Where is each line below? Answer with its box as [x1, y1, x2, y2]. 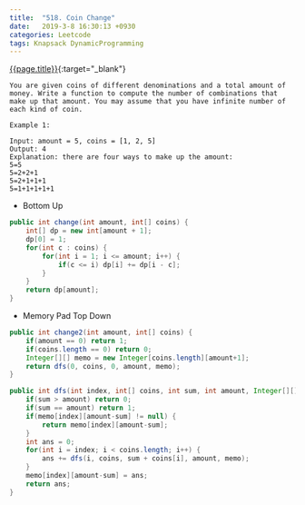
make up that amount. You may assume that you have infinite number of [9, 97, 286, 106]
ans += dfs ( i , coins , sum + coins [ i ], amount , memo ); [42, 454, 250, 463]
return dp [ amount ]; [25, 285, 100, 295]
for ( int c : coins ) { [25, 243, 107, 252]
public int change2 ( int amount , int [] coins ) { [9, 328, 193, 337]
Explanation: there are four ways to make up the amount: [9, 153, 233, 162]
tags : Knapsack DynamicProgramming [9, 38, 144, 48]
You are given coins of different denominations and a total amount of [9, 81, 286, 91]
